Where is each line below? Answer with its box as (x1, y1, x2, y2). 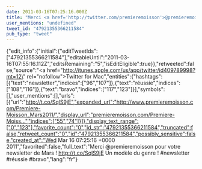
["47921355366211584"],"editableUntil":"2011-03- (6, 54, 130, 61)
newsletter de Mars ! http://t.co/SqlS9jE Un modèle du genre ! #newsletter (6, 149, 190, 156)
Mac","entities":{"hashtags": (93, 73, 163, 80)
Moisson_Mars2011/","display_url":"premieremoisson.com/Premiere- (6, 111, 176, 119)
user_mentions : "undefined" (6, 20, 77, 26)
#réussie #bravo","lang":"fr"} (6, 156, 78, 163)
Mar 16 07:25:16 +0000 (58, 137, 115, 144)
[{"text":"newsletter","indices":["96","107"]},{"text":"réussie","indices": (6, 79, 181, 87)
